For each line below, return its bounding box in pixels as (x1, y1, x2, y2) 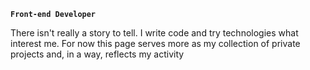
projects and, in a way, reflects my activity (10, 48, 185, 60)
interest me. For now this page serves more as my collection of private (10, 38, 301, 49)
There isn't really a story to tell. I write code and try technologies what (10, 27, 299, 39)
